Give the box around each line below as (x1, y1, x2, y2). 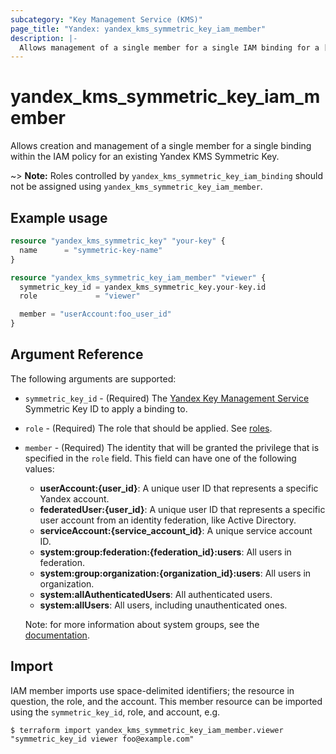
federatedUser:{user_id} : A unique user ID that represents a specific (39, 503, 326, 515)
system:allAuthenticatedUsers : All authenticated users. (39, 588, 273, 600)
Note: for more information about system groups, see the (24, 618, 260, 630)
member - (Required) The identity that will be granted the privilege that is (24, 441, 320, 453)
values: (24, 462, 55, 475)
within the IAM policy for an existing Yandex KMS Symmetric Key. (10, 151, 280, 163)
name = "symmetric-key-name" (19, 245, 163, 255)
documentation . (24, 629, 90, 641)
